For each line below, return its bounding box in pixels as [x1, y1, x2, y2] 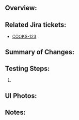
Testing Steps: [5, 64, 50, 72]
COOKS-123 [12, 34, 37, 40]
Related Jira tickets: [5, 21, 66, 29]
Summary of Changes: [5, 48, 75, 56]
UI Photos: [5, 92, 37, 100]
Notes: [5, 108, 26, 117]
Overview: [5, 4, 37, 12]
